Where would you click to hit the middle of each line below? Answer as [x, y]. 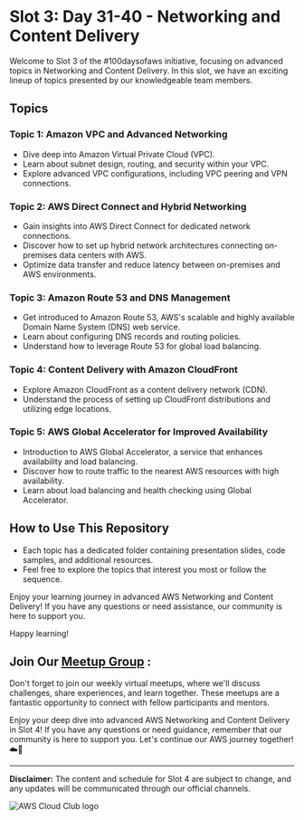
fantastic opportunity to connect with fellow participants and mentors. [139, 702]
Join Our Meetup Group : [81, 662]
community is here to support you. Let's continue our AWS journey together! [152, 739]
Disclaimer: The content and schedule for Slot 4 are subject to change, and [150, 779]
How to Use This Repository [90, 528]
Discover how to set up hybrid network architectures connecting [142, 245]
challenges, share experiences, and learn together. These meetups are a [145, 693]
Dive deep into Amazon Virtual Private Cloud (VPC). [119, 154]
